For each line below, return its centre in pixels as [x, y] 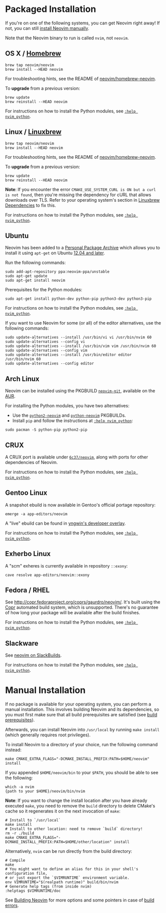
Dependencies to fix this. [30, 205]
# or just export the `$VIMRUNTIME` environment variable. [67, 878]
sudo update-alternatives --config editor [50, 364]
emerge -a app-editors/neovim [36, 514]
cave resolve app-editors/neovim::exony [48, 575]
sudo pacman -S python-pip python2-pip [46, 430]
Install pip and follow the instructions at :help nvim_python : [73, 421]
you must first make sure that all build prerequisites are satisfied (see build [81, 715]
